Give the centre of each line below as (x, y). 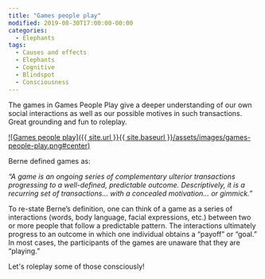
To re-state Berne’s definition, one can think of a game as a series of (121, 208)
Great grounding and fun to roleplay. (68, 122)
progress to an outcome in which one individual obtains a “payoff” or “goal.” (132, 234)
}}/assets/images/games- (208, 137)
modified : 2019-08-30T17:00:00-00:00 (71, 23)
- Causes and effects (51, 52)
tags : (17, 45)
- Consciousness (42, 82)
